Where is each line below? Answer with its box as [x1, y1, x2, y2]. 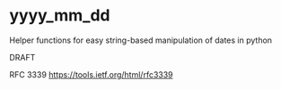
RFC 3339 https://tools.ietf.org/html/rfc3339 [9, 69, 173, 80]
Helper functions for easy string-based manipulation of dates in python [9, 35, 272, 45]
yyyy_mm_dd [9, 5, 110, 26]
